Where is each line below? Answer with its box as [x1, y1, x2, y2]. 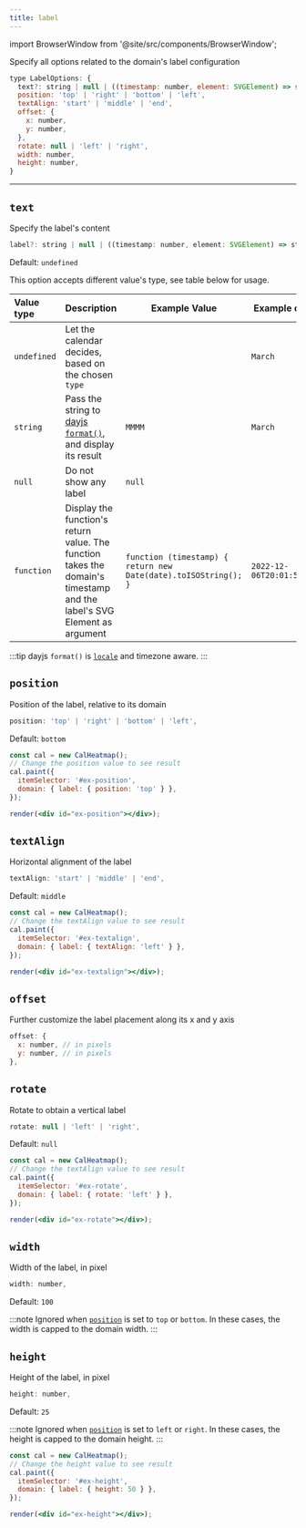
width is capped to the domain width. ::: [9, 1324, 158, 1335]
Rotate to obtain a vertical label [9, 1104, 126, 1115]
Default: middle [9, 891, 66, 902]
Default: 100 [9, 1296, 54, 1307]
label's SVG [65, 604, 115, 616]
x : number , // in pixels [17, 1040, 112, 1049]
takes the [65, 558, 105, 571]
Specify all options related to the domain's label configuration [9, 56, 240, 67]
